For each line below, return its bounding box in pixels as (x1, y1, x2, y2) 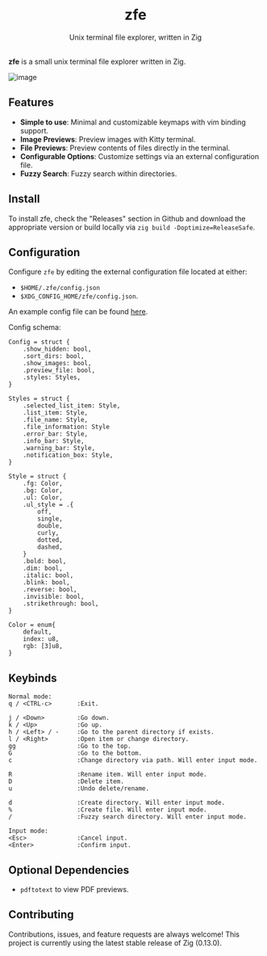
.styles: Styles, (23, 373, 81, 381)
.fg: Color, (23, 479, 63, 488)
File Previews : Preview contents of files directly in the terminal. (19, 143, 231, 153)
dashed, (37, 543, 63, 551)
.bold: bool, (23, 558, 67, 566)
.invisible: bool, (23, 592, 85, 601)
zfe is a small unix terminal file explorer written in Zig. (8, 57, 186, 66)
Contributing (8, 908, 74, 922)
